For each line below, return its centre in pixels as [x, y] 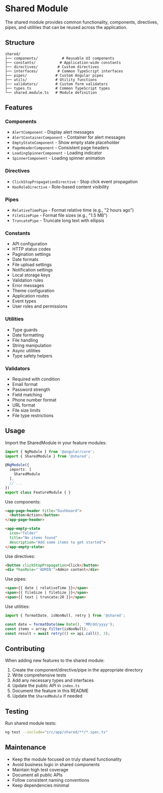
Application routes [31, 296]
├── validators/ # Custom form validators [57, 84]
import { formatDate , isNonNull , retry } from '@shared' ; [65, 615]
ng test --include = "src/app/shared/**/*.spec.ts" [57, 732]
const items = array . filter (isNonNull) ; [47, 629]
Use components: [23, 502]
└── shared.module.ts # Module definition [51, 93]
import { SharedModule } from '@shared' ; [48, 456]
